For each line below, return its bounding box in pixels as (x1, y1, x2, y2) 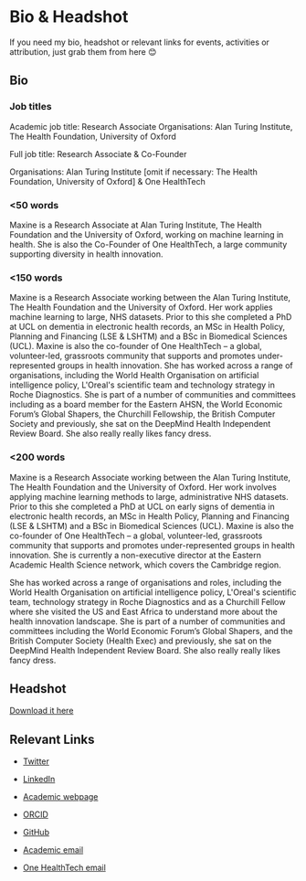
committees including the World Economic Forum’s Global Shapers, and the (9, 625, 293, 636)
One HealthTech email (22, 862, 107, 874)
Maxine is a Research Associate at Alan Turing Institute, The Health (9, 219, 262, 230)
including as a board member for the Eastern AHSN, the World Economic (9, 399, 283, 410)
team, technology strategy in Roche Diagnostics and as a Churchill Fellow (9, 596, 286, 607)
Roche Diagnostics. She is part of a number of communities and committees (9, 389, 297, 400)
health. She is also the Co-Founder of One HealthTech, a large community (9, 239, 288, 249)
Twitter (22, 756, 50, 767)
